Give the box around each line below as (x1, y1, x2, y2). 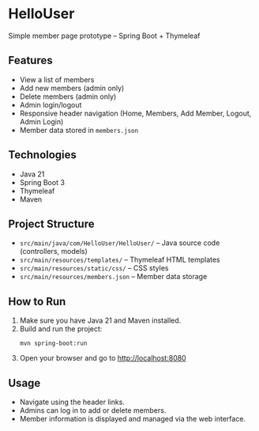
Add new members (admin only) (19, 83, 125, 93)
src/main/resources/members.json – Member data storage (19, 272, 208, 282)
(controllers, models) (19, 247, 88, 256)
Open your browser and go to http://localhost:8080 (19, 353, 187, 363)
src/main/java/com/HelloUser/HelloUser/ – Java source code (19, 238, 220, 248)
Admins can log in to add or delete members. (19, 406, 167, 415)
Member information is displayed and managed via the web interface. (19, 414, 246, 423)
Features (8, 54, 53, 67)
